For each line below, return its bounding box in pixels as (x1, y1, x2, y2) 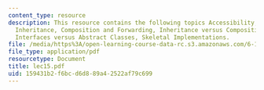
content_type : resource (8, 11, 86, 20)
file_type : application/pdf (8, 48, 101, 56)
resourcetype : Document (8, 56, 86, 63)
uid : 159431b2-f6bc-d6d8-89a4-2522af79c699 (8, 70, 153, 77)
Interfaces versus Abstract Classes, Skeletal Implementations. (15, 33, 230, 41)
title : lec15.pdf (8, 63, 65, 70)
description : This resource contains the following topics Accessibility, (8, 19, 258, 27)
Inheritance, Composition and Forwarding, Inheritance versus (15, 26, 223, 34)
